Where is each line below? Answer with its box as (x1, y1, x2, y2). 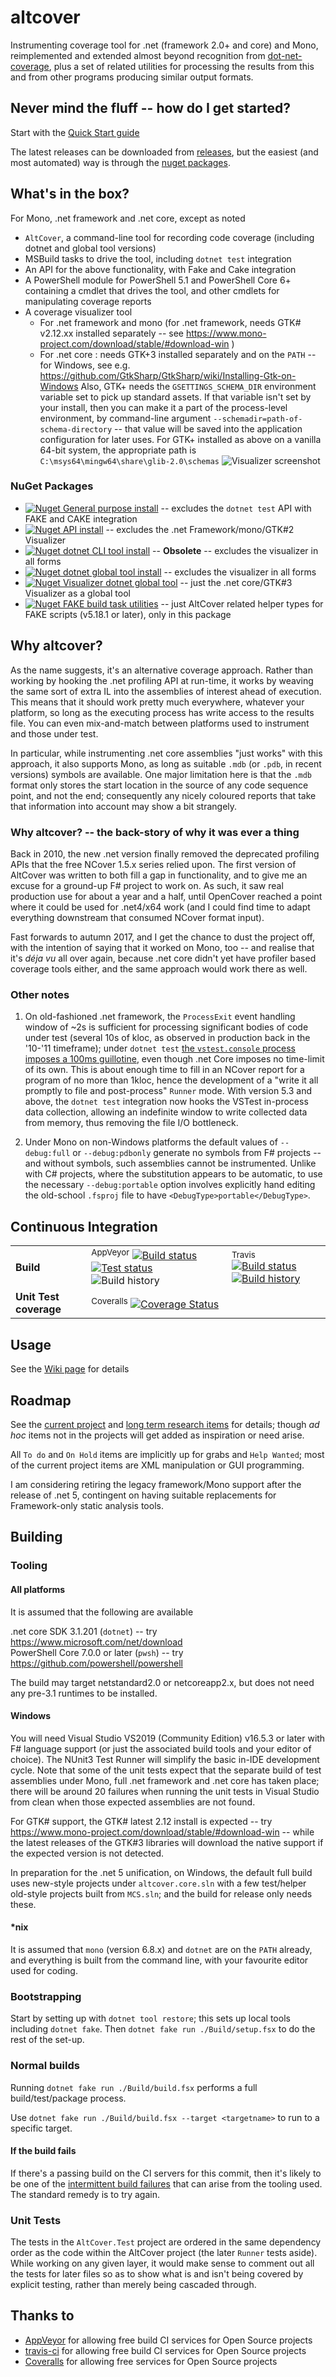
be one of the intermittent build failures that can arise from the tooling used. (10, 2177, 323, 2190)
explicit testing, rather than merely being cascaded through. (10, 2279, 257, 2291)
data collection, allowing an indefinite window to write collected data (24, 1106, 308, 1118)
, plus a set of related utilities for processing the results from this (48, 60, 315, 72)
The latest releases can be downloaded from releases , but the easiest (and (10, 146, 319, 158)
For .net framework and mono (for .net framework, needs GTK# (39, 316, 302, 328)
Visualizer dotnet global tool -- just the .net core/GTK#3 (62, 576, 293, 588)
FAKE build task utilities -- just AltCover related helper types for (62, 597, 324, 610)
